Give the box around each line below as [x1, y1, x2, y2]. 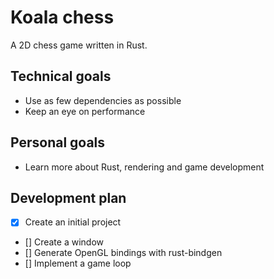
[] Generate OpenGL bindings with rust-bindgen [24, 247, 223, 259]
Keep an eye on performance [24, 105, 146, 117]
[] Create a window [24, 236, 105, 248]
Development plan [10, 189, 127, 206]
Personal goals [10, 134, 106, 151]
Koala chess [10, 6, 115, 29]
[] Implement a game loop [24, 257, 132, 270]
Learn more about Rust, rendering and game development [24, 161, 265, 173]
